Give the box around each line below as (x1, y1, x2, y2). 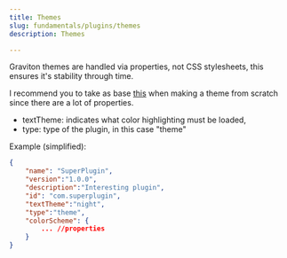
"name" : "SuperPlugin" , (25, 167, 114, 176)
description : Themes (9, 29, 86, 38)
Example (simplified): (9, 141, 87, 152)
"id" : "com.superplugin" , (25, 192, 122, 200)
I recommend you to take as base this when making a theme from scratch (9, 88, 278, 98)
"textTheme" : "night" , (25, 199, 105, 208)
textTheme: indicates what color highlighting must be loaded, (21, 114, 247, 125)
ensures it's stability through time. (9, 71, 134, 82)
